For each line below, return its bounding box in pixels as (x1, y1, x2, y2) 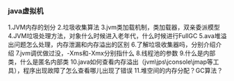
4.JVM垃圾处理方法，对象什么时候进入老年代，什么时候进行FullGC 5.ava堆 (8, 32, 221, 40)
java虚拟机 (8, 6, 44, 15)
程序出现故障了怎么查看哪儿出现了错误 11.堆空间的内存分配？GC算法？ (22, 66, 224, 75)
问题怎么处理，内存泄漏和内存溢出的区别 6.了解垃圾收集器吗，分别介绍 (13, 40, 216, 49)
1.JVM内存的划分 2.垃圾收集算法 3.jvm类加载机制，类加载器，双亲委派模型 (8, 23, 221, 32)
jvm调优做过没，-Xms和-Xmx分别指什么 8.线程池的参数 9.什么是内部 (20, 49, 216, 57)
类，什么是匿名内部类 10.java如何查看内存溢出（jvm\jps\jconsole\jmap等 (8, 57, 214, 66)
